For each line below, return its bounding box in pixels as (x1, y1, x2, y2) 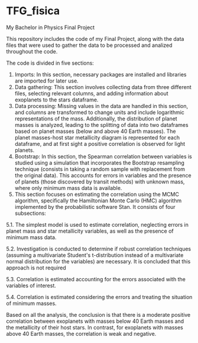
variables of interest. (6, 282, 56, 289)
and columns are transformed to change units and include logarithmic (14, 109, 185, 116)
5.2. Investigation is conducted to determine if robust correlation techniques (6, 245, 191, 252)
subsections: (14, 209, 46, 217)
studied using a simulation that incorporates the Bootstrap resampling (14, 159, 185, 166)
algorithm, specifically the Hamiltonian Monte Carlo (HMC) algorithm (14, 197, 182, 204)
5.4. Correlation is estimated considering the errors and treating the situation (6, 293, 193, 300)
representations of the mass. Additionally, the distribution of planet (14, 115, 177, 122)
